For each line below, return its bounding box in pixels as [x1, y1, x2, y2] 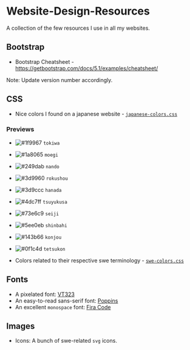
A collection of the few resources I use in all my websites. [6, 24, 151, 32]
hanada [45, 187, 62, 193]
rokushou [46, 175, 68, 182]
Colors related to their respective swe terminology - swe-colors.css [15, 256, 184, 264]
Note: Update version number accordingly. [6, 76, 113, 83]
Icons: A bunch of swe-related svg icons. [15, 337, 117, 345]
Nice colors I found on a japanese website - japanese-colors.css [15, 110, 178, 117]
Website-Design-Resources [6, 4, 150, 18]
